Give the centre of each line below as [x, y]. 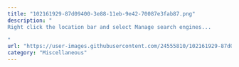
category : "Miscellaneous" [47, 53]
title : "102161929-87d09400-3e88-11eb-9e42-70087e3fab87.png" [101, 14]
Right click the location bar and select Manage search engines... [110, 27]
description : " [30, 20]
